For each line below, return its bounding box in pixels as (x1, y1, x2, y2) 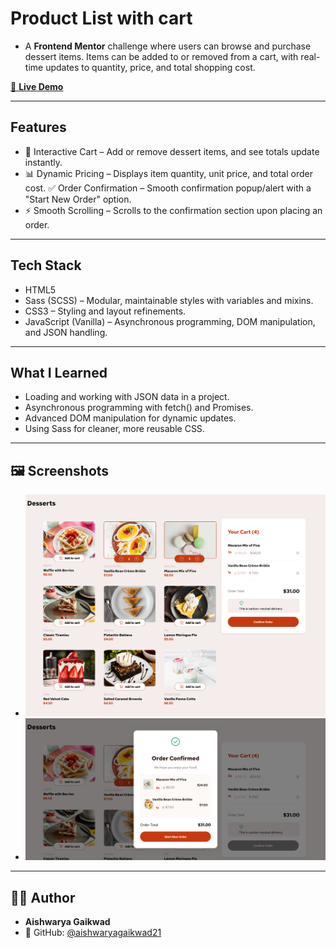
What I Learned (10, 364, 108, 381)
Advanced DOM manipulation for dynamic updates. (24, 412, 237, 424)
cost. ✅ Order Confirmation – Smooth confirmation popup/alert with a (24, 182, 312, 194)
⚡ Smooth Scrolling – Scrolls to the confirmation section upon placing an (24, 204, 323, 216)
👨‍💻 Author (10, 889, 76, 906)
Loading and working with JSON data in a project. (24, 391, 230, 403)
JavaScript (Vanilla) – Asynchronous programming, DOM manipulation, (24, 315, 316, 327)
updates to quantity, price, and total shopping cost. (45, 61, 256, 73)
